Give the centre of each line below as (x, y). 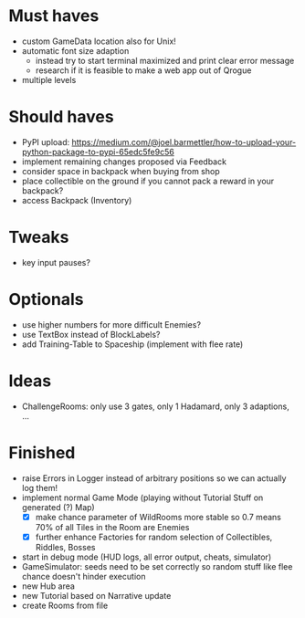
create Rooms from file (65, 605)
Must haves (54, 16)
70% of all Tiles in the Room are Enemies (112, 527)
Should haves (62, 117)
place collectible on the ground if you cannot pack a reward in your (148, 181)
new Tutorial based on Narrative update (96, 595)
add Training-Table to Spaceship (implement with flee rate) (132, 344)
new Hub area (48, 586)
